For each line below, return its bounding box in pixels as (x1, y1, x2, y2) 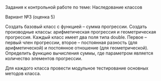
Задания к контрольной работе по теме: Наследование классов (5, 4, 142, 10)
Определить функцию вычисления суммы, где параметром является (5, 50, 153, 56)
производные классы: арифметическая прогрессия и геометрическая (5, 29, 156, 34)
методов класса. (5, 70, 41, 76)
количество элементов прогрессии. (5, 55, 82, 61)
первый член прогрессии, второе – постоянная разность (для (5, 39, 137, 45)
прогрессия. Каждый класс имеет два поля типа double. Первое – (5, 34, 147, 40)
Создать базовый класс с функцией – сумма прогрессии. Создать (5, 23, 147, 29)
